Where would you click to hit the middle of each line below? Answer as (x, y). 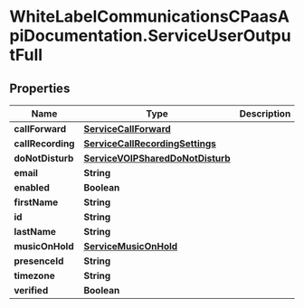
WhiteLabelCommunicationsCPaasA (149, 17)
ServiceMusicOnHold (131, 246)
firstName (36, 202)
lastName (35, 232)
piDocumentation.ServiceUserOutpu (150, 36)
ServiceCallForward (128, 129)
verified (31, 290)
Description (265, 113)
